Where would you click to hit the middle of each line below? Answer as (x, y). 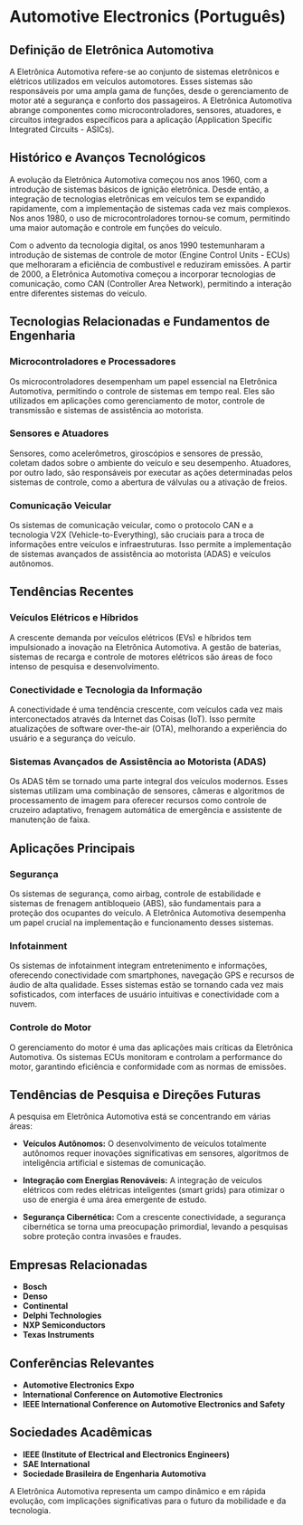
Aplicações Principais (72, 848)
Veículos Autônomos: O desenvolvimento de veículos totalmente (144, 1144)
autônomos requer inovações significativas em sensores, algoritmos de (156, 1153)
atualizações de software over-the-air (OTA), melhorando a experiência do (148, 729)
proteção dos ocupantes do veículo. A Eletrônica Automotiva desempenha (148, 913)
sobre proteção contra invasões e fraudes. (102, 1236)
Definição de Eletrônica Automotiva (112, 50)
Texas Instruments (58, 1335)
